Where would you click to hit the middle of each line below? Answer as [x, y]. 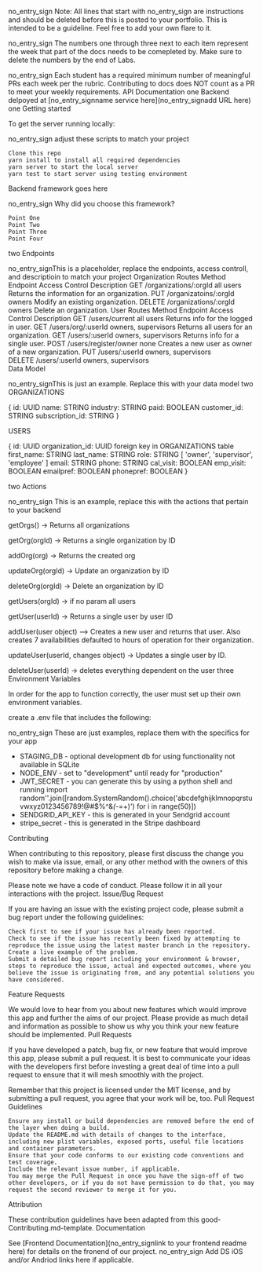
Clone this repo [35, 153]
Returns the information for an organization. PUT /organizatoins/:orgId [121, 293]
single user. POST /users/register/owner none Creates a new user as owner [130, 344]
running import [44, 790]
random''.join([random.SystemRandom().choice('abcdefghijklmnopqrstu [136, 798]
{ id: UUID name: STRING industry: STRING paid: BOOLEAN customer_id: [126, 407]
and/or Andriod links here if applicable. [71, 1260]
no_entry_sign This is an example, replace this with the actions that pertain [128, 501]
